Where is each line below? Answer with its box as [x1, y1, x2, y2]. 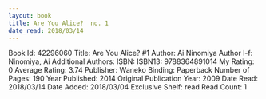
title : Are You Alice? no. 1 [8, 19, 109, 27]
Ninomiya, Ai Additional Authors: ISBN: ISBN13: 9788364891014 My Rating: [8, 57, 255, 66]
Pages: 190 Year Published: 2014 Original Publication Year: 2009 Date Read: [8, 73, 258, 84]
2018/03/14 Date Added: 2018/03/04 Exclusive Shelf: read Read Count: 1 [8, 82, 248, 92]
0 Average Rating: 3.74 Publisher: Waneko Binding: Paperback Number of [8, 65, 250, 75]
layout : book [8, 11, 52, 20]
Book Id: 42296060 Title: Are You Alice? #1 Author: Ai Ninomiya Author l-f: [8, 49, 253, 58]
